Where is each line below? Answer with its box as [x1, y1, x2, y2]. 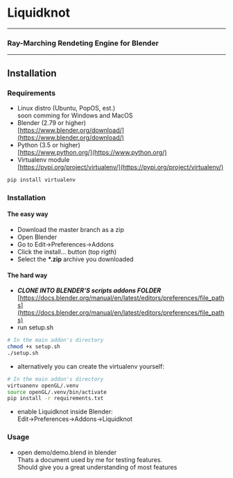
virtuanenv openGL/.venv [7, 382, 79, 389]
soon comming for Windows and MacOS [17, 111, 133, 119]
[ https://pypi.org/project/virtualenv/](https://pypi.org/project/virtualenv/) [17, 163, 224, 171]
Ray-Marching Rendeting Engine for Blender [7, 38, 159, 48]
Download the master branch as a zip [17, 225, 125, 233]
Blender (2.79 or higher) [17, 118, 87, 126]
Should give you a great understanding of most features [17, 463, 178, 471]
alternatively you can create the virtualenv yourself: [17, 362, 165, 370]
